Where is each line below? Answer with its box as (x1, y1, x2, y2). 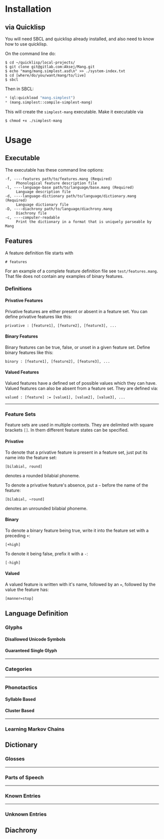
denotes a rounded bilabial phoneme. (5, 472, 80, 478)
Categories (5, 666, 32, 672)
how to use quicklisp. (5, 41, 48, 47)
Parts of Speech (5, 774, 44, 781)
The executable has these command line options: (5, 167, 104, 173)
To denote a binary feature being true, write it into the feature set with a (5, 527, 149, 533)
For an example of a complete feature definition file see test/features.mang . (5, 268, 158, 274)
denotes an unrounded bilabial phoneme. (5, 505, 88, 511)
